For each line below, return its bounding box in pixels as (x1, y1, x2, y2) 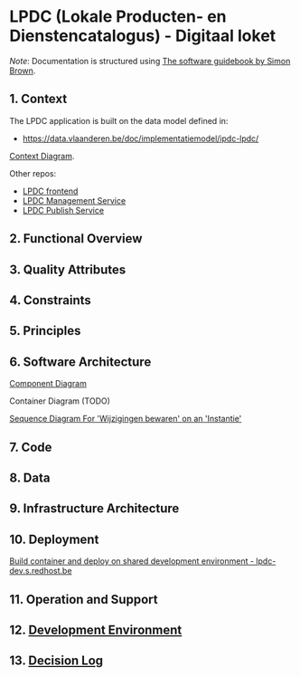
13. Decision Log (9, 653, 104, 669)
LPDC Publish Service (22, 205, 105, 215)
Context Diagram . (9, 150, 75, 161)
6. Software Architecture (9, 354, 152, 369)
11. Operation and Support (9, 591, 158, 607)
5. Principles (9, 323, 81, 338)
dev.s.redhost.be (9, 566, 72, 577)
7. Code (9, 439, 52, 454)
